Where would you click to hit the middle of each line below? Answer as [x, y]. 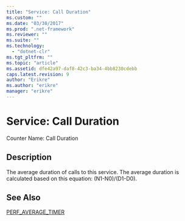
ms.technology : [26, 46]
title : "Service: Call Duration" [49, 12]
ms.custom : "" [24, 18]
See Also [23, 198]
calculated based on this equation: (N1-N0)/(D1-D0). [72, 178]
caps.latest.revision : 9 [38, 74]
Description [29, 157]
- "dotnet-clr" [31, 52]
